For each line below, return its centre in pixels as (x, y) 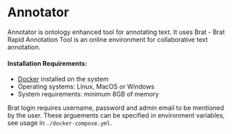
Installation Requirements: (47, 63)
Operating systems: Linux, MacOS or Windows (86, 86)
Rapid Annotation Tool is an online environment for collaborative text (107, 39)
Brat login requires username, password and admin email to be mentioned (116, 108)
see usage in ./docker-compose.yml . (60, 123)
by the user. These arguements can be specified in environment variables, (116, 116)
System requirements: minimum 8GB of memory (88, 94)
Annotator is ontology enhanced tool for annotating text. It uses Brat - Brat (116, 32)
